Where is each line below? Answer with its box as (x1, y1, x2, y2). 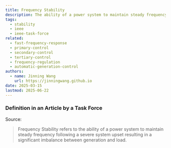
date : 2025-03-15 (5, 83, 42, 88)
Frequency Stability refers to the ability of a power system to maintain (17, 126, 164, 132)
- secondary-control (10, 50, 53, 55)
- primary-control (10, 45, 49, 50)
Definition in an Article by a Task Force (5, 105, 103, 112)
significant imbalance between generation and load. (17, 137, 127, 143)
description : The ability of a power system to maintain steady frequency (5, 12, 167, 17)
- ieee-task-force (10, 31, 49, 36)
